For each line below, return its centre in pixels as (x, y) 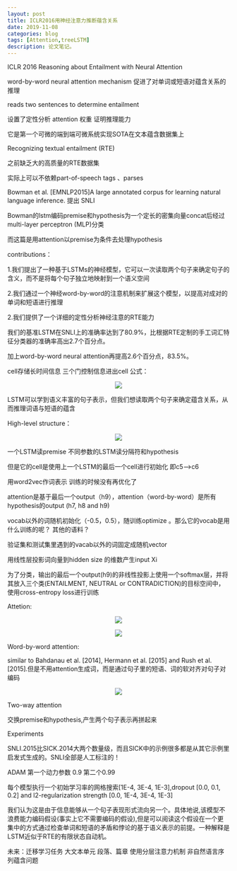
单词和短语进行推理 (35, 302)
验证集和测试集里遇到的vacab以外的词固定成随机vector (87, 544)
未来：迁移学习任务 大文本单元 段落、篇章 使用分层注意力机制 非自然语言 (113, 851)
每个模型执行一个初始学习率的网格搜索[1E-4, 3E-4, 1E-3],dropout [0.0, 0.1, (114, 787)
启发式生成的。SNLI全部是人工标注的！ (64, 757)
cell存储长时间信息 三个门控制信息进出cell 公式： (78, 371)
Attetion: (20, 606)
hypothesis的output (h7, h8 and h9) (59, 506)
